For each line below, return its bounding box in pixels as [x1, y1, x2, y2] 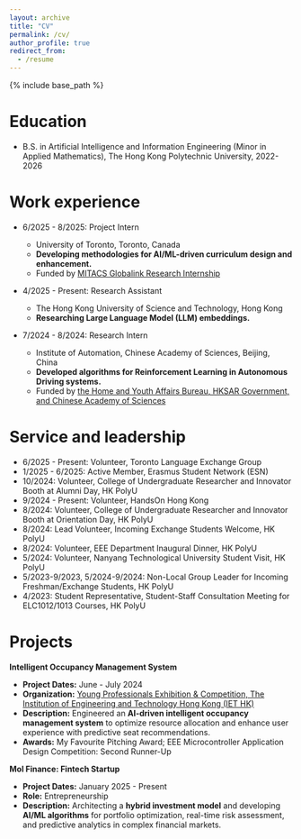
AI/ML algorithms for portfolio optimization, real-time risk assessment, [22, 809, 285, 820]
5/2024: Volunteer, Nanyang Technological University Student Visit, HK [22, 552, 286, 563]
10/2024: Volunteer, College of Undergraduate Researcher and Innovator [22, 475, 292, 487]
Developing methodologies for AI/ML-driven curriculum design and [35, 249, 293, 260]
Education [9, 112, 87, 132]
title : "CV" [9, 22, 54, 31]
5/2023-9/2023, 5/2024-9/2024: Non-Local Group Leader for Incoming [22, 571, 289, 582]
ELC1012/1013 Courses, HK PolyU [22, 600, 146, 611]
